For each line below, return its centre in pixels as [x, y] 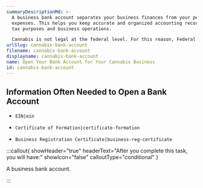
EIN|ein [24, 116]
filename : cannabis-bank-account [48, 51]
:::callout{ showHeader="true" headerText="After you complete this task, [97, 151]
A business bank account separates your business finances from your [101, 17]
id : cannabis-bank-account [40, 67]
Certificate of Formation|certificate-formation [77, 128]
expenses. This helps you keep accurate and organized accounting [97, 23]
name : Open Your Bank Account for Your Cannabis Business [81, 62]
